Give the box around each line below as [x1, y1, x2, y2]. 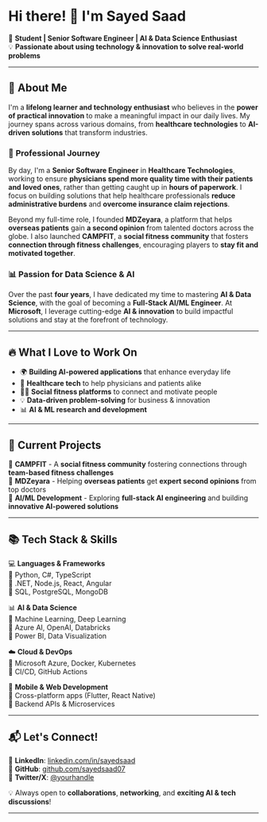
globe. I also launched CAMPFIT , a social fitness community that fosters [8, 232, 249, 241]
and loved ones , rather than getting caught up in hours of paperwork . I [8, 183, 242, 192]
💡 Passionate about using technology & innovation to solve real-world [8, 41, 244, 51]
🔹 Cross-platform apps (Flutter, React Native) [8, 690, 157, 700]
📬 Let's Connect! [8, 731, 99, 744]
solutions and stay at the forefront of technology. [8, 315, 168, 325]
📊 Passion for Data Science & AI [8, 268, 135, 280]
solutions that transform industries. [31, 127, 149, 137]
